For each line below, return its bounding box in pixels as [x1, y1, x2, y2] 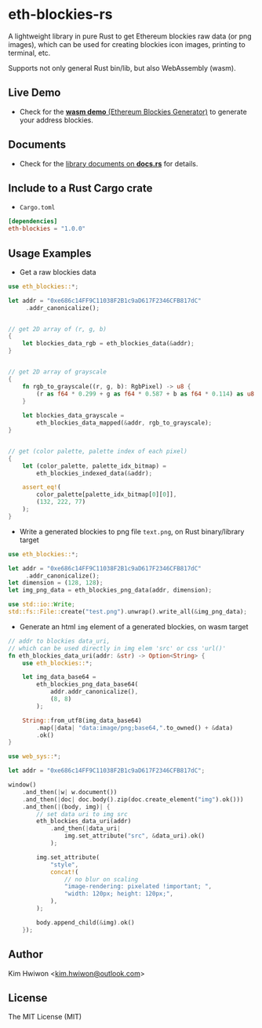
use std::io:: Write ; [8, 600, 76, 609]
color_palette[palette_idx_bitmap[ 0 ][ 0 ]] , [36, 490, 177, 499]
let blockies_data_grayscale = [22, 412, 125, 420]
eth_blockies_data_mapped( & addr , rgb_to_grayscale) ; [36, 419, 213, 427]
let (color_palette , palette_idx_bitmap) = [22, 461, 167, 470]
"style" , [49, 861, 79, 869]
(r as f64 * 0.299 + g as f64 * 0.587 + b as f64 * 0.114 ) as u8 [36, 390, 255, 398]
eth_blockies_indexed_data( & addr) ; [36, 469, 153, 477]
